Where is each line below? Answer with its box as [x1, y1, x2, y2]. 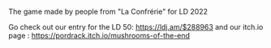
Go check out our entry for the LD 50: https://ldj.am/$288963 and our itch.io [8, 22, 264, 31]
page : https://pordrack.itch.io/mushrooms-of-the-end [8, 31, 191, 40]
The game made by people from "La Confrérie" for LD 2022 [8, 7, 209, 16]
